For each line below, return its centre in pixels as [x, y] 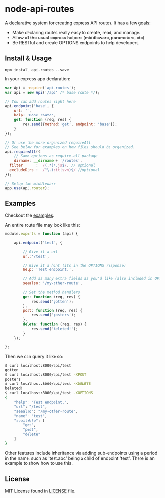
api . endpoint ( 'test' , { [38, 243]
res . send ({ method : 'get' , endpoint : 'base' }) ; [70, 124]
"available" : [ [29, 421]
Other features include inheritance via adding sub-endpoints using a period [81, 453]
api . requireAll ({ [23, 152]
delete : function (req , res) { [55, 324]
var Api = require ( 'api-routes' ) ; [41, 88]
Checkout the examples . [30, 215]
